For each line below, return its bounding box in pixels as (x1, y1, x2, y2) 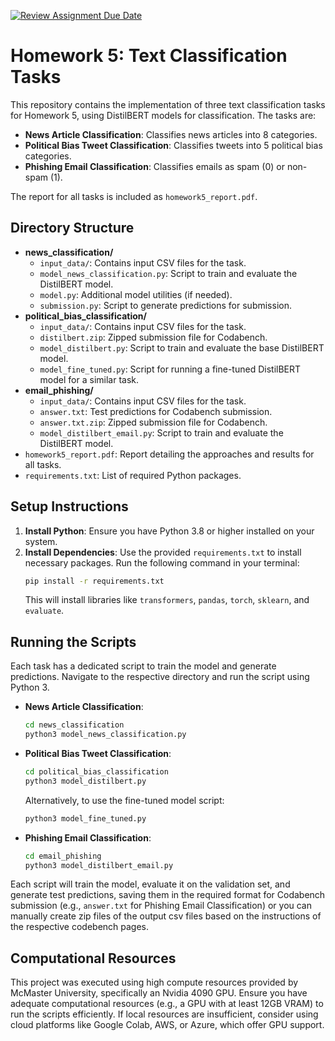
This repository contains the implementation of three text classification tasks (10, 98, 326, 110)
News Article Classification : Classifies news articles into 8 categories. (24, 128, 318, 140)
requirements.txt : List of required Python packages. (24, 469, 242, 481)
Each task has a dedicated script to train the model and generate (10, 660, 277, 672)
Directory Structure (10, 220, 135, 237)
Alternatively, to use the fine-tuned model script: (24, 794, 225, 806)
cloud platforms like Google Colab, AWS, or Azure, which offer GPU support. (10, 1019, 325, 1031)
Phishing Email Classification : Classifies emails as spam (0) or (24, 160, 285, 172)
